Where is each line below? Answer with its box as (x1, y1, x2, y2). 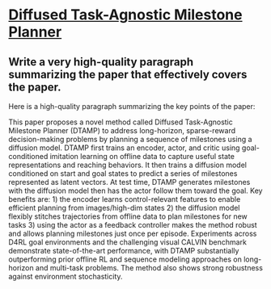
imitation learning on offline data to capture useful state (49, 152, 235, 161)
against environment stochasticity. (8, 272, 123, 281)
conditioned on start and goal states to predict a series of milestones (8, 169, 238, 178)
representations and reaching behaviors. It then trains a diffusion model (8, 160, 247, 170)
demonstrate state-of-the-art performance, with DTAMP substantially (8, 246, 239, 255)
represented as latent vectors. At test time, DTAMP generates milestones (8, 178, 251, 186)
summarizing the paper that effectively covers (8, 67, 248, 82)
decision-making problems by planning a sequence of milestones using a (8, 135, 252, 144)
